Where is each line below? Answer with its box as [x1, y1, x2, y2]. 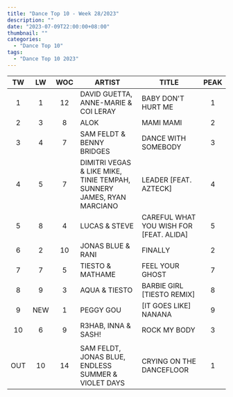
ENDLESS [80, 360, 112, 370]
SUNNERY [80, 183, 114, 193]
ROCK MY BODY [141, 325, 196, 335]
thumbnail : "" [7, 29, 49, 37]
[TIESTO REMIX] [141, 289, 196, 299]
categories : [7, 36, 42, 43]
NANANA [141, 310, 172, 319]
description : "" [7, 17, 54, 24]
